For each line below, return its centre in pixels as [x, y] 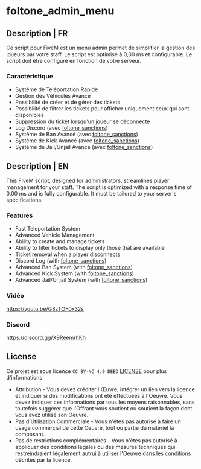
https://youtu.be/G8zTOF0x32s [45, 308]
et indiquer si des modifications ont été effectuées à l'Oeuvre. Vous [99, 395]
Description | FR [37, 33]
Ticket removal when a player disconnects [68, 254]
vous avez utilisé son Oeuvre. [52, 415]
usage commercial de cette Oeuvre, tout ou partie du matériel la [94, 427]
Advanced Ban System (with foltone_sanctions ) [74, 267]
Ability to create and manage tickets [60, 241]
